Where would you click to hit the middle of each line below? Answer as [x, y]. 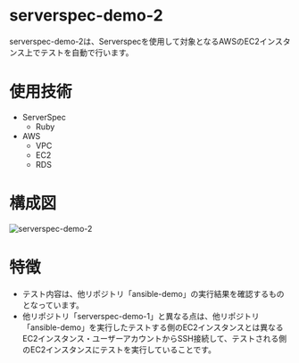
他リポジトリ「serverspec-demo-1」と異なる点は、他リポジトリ [141, 316]
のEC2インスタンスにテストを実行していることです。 [119, 350]
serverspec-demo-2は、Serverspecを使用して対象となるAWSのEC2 [135, 41]
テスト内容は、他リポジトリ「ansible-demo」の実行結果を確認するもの [153, 293]
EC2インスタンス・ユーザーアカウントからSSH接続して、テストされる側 [154, 338]
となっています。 [53, 305]
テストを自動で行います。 [87, 52]
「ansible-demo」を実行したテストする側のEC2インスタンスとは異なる [153, 327]
